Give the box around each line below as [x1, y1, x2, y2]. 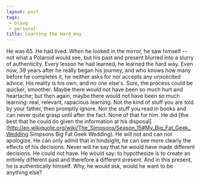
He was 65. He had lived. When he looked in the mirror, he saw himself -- [6, 47, 188, 55]
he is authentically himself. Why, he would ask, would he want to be [6, 163, 173, 170]
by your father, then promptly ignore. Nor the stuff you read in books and [6, 105, 187, 112]
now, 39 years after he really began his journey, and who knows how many [6, 67, 191, 74]
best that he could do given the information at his [6, 118, 128, 125]
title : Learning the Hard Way [6, 31, 82, 37]
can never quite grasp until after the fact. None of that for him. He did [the [6, 112, 189, 119]
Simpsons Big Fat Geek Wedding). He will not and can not [29, 130, 172, 138]
